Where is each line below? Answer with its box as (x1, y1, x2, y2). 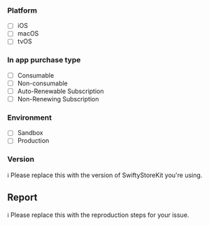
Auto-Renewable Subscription (17, 87, 104, 95)
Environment (7, 113, 52, 122)
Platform (7, 6, 37, 15)
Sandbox (17, 129, 43, 137)
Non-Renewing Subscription (17, 94, 99, 103)
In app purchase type (7, 55, 81, 65)
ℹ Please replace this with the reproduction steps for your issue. (7, 211, 189, 219)
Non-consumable (17, 79, 69, 87)
